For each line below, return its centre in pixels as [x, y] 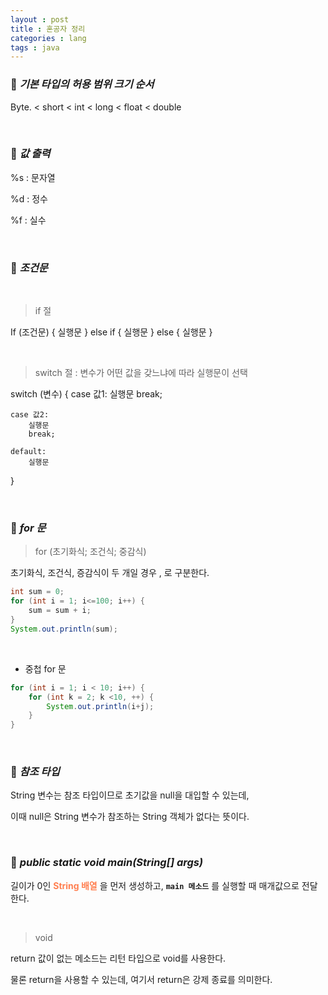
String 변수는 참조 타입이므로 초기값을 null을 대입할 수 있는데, [130, 795]
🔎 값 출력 [30, 154]
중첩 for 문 [45, 668]
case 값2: [30, 415]
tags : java [35, 47]
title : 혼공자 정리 [48, 29]
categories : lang [48, 38]
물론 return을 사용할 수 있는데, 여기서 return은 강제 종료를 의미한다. [141, 979]
